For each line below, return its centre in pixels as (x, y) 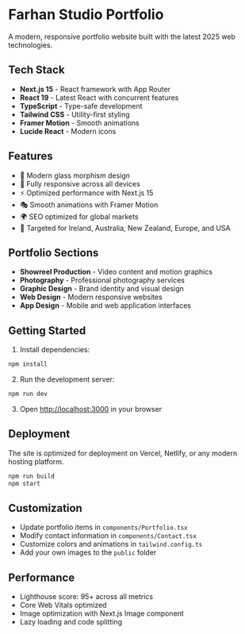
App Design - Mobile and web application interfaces (105, 305)
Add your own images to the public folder (88, 552)
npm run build (32, 476)
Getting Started (47, 330)
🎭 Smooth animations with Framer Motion (89, 205)
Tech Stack (36, 70)
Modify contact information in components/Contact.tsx (108, 536)
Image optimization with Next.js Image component (101, 613)
